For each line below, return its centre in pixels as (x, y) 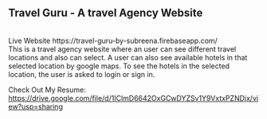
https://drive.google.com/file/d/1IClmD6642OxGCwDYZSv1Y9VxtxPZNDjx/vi (133, 98)
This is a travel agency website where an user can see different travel (122, 49)
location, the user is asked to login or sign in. (82, 74)
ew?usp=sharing (36, 106)
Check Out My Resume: (47, 90)
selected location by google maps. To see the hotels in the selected (119, 66)
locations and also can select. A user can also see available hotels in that (128, 57)
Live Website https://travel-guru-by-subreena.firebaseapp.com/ (113, 40)
